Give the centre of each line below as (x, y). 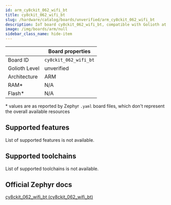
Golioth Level (24, 68)
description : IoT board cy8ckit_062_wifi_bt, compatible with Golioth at (86, 24)
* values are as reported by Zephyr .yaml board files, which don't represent (85, 106)
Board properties (69, 51)
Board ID (18, 60)
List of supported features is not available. (50, 140)
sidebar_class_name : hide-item (39, 34)
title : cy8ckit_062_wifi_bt (35, 15)
